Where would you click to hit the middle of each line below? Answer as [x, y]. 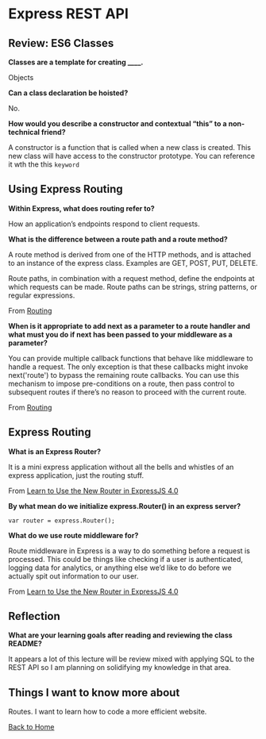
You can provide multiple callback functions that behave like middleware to [131, 358]
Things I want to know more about [94, 693]
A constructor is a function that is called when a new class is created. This [130, 147]
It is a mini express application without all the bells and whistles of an [121, 467]
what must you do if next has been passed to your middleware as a [120, 334]
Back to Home [31, 727]
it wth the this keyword [44, 164]
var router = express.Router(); [62, 521]
